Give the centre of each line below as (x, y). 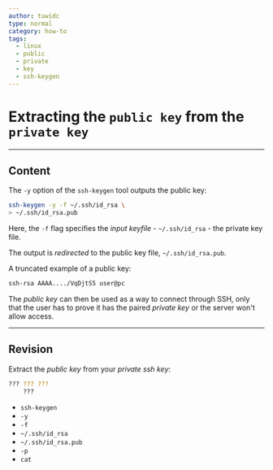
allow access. (31, 316)
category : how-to (38, 31)
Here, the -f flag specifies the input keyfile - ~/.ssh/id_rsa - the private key (136, 228)
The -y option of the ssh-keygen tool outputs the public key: (108, 190)
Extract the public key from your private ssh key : (90, 369)
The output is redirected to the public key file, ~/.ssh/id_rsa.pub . (117, 253)
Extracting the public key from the (126, 117)
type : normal (30, 24)
